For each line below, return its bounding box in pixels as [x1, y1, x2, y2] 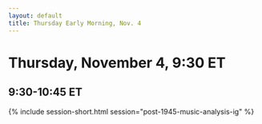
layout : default [8, 11, 62, 20]
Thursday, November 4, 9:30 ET [8, 54, 226, 72]
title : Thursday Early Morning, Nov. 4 [8, 19, 142, 27]
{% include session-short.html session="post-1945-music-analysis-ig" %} [8, 106, 255, 116]
